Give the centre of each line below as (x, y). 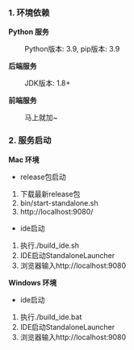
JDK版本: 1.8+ (47, 83)
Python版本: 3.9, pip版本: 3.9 (72, 49)
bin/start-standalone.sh (59, 202)
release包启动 (43, 177)
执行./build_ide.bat (51, 317)
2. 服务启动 (30, 140)
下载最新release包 (50, 194)
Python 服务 (29, 32)
